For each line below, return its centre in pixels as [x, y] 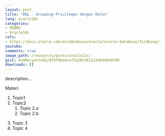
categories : [17, 23]
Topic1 [19, 98]
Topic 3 [20, 123]
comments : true [21, 51]
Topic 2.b [29, 113]
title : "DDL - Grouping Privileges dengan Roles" [57, 14]
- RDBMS [13, 28]
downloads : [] [20, 65]
